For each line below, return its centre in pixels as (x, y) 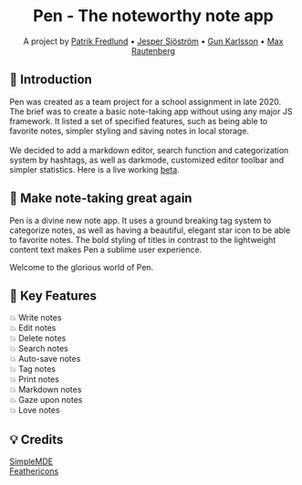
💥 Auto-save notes (45, 359)
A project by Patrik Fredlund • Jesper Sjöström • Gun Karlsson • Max (153, 41)
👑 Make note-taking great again (101, 199)
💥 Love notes (35, 410)
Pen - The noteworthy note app (153, 16)
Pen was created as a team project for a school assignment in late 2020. (145, 101)
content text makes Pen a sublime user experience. (106, 249)
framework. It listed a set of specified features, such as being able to (139, 121)
